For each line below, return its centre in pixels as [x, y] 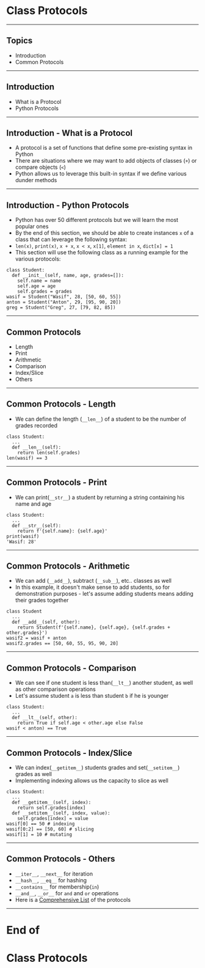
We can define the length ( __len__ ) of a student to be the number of [101, 419]
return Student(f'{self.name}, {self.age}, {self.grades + [94, 627]
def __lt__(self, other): [45, 718]
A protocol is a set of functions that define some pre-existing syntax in [104, 148]
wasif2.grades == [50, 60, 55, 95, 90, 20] [63, 644]
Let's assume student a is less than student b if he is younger [92, 696]
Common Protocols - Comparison [71, 668]
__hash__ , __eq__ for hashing [51, 880]
